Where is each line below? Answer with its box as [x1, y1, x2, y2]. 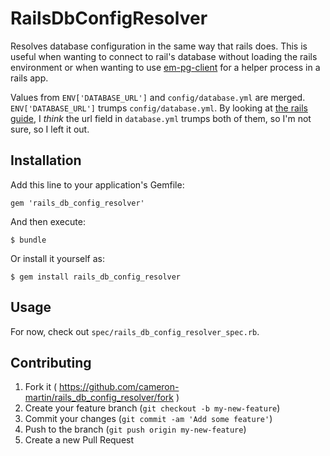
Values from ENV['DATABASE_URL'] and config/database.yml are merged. [10, 91, 306, 103]
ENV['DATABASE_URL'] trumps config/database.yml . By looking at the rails [10, 102, 308, 114]
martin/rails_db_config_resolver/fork [24, 392, 174, 404]
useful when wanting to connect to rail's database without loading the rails [10, 50, 318, 62]
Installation [10, 152, 82, 169]
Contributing [10, 354, 92, 371]
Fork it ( [24, 381, 58, 393]
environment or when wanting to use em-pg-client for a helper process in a [10, 61, 321, 73]
